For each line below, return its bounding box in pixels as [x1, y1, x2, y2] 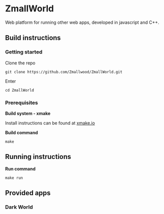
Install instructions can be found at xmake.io [5, 120, 95, 126]
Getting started [5, 49, 43, 55]
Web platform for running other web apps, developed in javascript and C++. [5, 19, 160, 25]
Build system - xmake [5, 110, 51, 116]
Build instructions [5, 34, 61, 42]
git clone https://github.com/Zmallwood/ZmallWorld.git [5, 69, 123, 74]
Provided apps [5, 189, 51, 197]
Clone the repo [5, 60, 36, 66]
